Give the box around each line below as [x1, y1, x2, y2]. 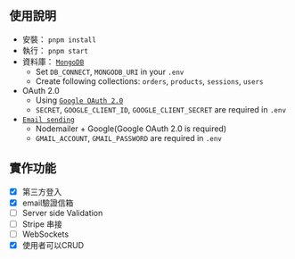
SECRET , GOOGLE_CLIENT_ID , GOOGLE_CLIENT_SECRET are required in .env [35, 104, 287, 114]
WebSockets [21, 229, 70, 239]
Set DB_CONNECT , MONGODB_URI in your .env [35, 66, 184, 77]
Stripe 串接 [21, 218, 62, 230]
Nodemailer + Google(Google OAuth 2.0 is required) [35, 123, 227, 134]
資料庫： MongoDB [21, 56, 85, 67]
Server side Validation [21, 207, 103, 218]
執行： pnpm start [21, 45, 89, 55]
